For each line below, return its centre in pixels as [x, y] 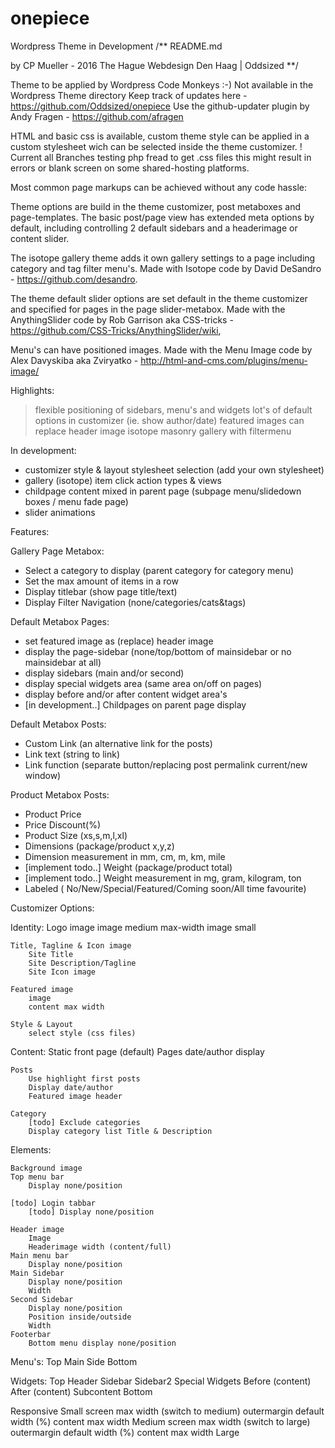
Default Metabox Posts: [58, 724]
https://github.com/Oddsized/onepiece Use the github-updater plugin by [160, 106]
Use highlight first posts [84, 1078]
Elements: [31, 1149]
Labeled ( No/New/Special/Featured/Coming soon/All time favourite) [165, 888]
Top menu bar [37, 1177]
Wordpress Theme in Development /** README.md [116, 46]
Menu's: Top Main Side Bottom [74, 1361]
